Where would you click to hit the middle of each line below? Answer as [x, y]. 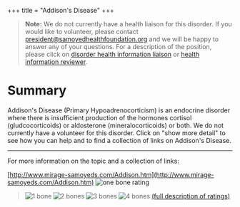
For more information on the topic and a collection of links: [94, 161]
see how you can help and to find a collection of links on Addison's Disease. [120, 140]
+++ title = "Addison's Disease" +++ [61, 10]
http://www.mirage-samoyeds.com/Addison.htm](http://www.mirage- [112, 174]
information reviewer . [56, 62]
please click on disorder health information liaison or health [112, 54]
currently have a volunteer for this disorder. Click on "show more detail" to [117, 133]
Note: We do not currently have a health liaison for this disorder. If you [128, 24]
